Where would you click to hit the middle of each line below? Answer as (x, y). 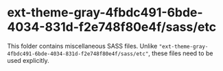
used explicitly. (28, 60)
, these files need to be (181, 53)
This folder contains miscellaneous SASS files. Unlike (82, 46)
